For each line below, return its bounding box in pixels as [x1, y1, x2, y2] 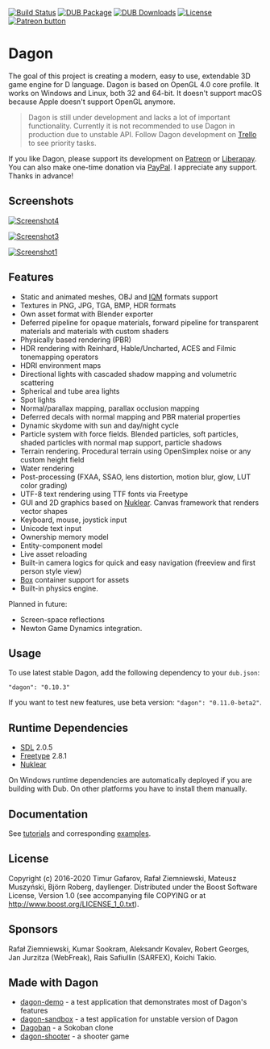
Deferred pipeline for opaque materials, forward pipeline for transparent [19, 317, 260, 327]
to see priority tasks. [27, 138, 97, 148]
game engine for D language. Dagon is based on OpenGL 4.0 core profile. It [8, 79, 260, 89]
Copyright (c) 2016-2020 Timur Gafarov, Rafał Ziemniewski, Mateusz [8, 873, 237, 883]
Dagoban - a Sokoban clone [19, 1023, 114, 1033]
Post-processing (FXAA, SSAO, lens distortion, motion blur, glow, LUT [19, 472, 251, 482]
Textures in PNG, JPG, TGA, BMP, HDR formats [19, 300, 177, 310]
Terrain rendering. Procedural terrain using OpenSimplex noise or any [19, 446, 251, 456]
